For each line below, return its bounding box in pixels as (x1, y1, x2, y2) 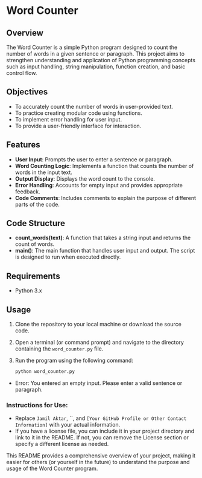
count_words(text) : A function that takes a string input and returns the (14, 234, 191, 242)
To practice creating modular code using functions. (14, 109, 143, 117)
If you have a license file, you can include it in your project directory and (14, 427, 195, 435)
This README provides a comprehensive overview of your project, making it (6, 452, 196, 459)
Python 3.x (14, 287, 42, 294)
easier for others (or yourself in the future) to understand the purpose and (6, 459, 190, 466)
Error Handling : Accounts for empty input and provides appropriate (14, 181, 183, 189)
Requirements (6, 271, 60, 281)
